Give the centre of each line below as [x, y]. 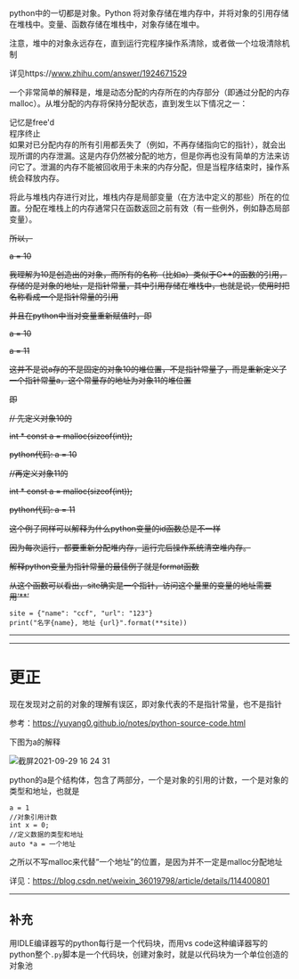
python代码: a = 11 [42, 510]
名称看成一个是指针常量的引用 [64, 296]
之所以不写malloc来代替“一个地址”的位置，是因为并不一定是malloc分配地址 [146, 861]
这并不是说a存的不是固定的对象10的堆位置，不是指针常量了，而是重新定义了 [148, 369]
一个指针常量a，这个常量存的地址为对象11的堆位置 [101, 380]
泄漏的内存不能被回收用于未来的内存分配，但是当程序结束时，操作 [161, 167]
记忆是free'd [32, 122]
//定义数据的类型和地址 [47, 835]
